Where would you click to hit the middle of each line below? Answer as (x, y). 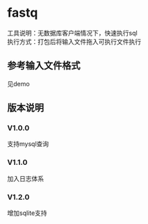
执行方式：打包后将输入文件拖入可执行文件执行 (74, 41)
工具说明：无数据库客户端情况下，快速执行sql (72, 33)
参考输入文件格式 (44, 66)
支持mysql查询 (28, 144)
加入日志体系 (25, 178)
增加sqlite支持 (27, 213)
